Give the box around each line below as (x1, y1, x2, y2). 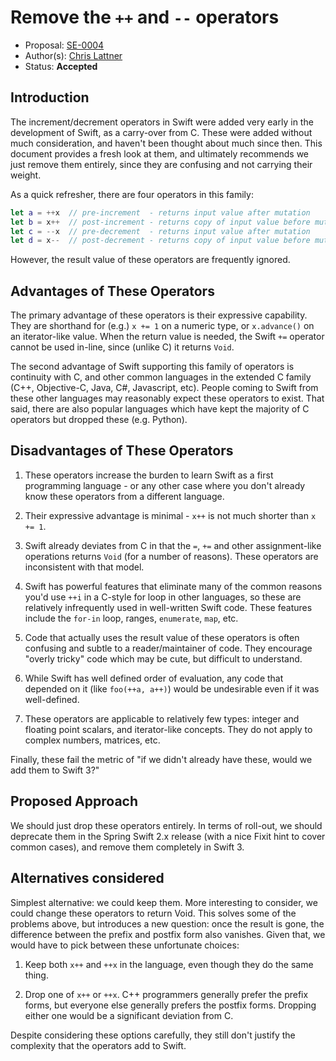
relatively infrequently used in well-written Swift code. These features (24, 601, 313, 613)
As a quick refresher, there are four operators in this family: (10, 188, 254, 200)
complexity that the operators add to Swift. (10, 1039, 187, 1051)
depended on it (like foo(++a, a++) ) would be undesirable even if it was (24, 682, 320, 695)
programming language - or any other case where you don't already (24, 479, 306, 491)
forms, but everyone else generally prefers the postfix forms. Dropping (24, 999, 317, 1011)
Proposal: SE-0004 (24, 39, 105, 51)
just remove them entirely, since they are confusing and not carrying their (10, 158, 313, 170)
